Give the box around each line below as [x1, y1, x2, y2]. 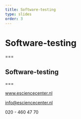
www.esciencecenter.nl [5, 90, 53, 96]
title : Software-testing [5, 7, 56, 12]
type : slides [5, 12, 32, 17]
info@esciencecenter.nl [5, 100, 53, 106]
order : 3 [5, 16, 23, 21]
